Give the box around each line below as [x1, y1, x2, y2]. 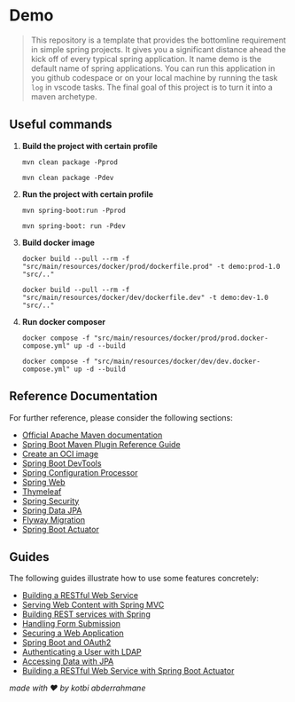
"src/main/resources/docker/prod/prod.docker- [93, 334, 268, 343]
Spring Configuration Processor [21, 467, 138, 477]
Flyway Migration [21, 514, 86, 525]
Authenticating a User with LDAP [21, 647, 142, 658]
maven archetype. [30, 91, 97, 102]
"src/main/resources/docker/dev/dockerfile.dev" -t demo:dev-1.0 [21, 293, 268, 302]
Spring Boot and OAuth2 [21, 637, 112, 648]
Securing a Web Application [21, 627, 124, 639]
